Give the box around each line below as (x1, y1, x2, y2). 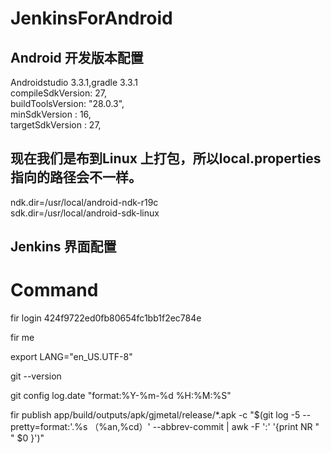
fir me (10, 332, 35, 344)
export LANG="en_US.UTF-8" (10, 351, 133, 363)
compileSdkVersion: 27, (10, 87, 107, 99)
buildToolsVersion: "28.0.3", (10, 98, 125, 109)
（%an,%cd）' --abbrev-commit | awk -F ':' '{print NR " (89, 421, 320, 433)
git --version (10, 370, 62, 382)
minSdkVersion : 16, (10, 108, 92, 120)
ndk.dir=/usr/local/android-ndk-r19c (10, 196, 159, 208)
